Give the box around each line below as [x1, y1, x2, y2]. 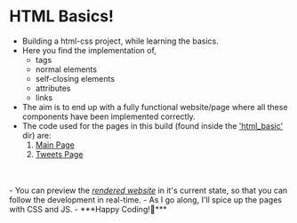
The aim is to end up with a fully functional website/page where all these [21, 101, 288, 112]
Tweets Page [35, 148, 84, 159]
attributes [35, 83, 71, 93]
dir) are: [21, 130, 52, 140]
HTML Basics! [9, 6, 114, 27]
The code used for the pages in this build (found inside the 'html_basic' [21, 120, 284, 131]
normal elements [35, 64, 98, 75]
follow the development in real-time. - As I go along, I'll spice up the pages [9, 194, 283, 205]
